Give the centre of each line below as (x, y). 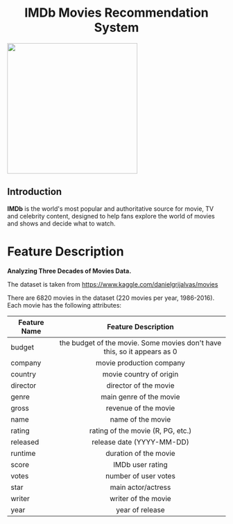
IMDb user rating (140, 464)
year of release (140, 509)
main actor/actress (140, 487)
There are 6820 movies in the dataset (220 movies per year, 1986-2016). (111, 298)
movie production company (141, 363)
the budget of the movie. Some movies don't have (140, 342)
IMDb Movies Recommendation (116, 13)
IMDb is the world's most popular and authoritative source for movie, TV (111, 208)
